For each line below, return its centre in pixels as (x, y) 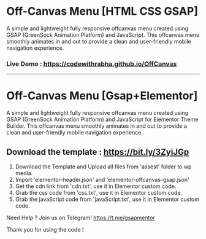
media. (24, 173)
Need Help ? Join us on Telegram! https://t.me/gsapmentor (81, 217)
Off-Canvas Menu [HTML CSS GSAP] (102, 11)
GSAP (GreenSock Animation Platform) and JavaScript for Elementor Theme (102, 119)
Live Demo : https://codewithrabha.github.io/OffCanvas (92, 64)
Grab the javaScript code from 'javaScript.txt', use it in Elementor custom (107, 199)
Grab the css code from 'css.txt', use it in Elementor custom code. (99, 192)
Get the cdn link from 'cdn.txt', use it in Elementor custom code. (96, 186)
